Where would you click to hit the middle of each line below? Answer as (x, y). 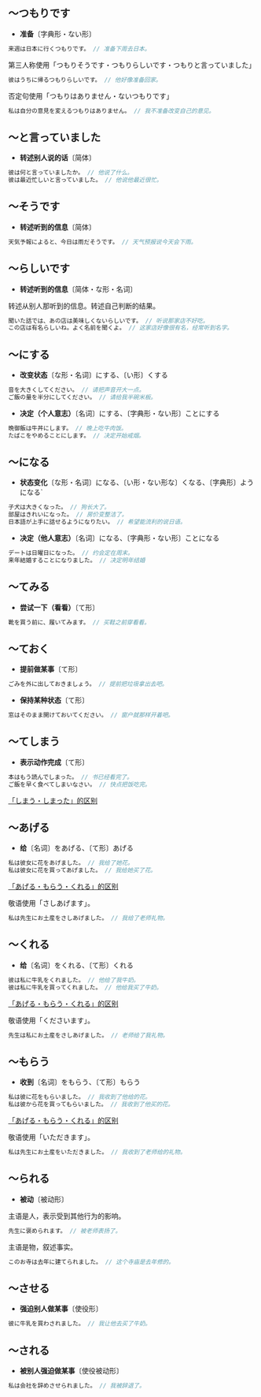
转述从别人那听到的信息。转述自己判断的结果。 (84, 306)
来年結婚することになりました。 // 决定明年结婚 (77, 560)
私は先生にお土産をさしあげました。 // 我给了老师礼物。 (88, 918)
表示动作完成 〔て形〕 (54, 762)
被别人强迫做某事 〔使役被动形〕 (71, 1370)
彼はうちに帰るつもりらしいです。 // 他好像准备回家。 (85, 80)
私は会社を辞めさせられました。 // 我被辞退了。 (77, 1385)
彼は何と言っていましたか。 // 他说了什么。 (71, 173)
